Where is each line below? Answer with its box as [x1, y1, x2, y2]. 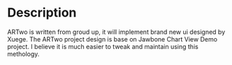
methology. [7, 50, 40, 58]
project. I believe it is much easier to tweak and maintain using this [7, 42, 199, 50]
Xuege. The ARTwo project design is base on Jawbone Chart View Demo [7, 35, 218, 43]
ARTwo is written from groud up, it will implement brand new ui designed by [7, 28, 226, 36]
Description [7, 5, 77, 21]
